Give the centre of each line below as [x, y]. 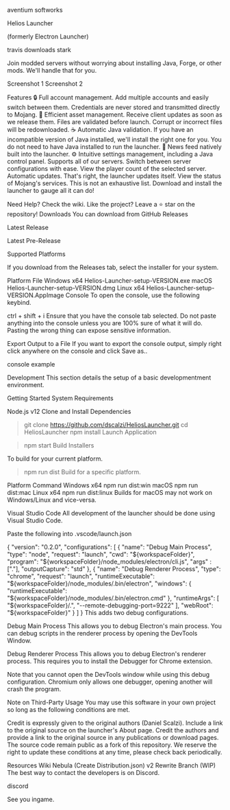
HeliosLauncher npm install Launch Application [90, 432]
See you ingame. [31, 799]
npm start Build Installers [59, 445]
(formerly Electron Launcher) [48, 36]
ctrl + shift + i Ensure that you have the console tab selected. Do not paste [112, 316]
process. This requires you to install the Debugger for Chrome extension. [110, 661]
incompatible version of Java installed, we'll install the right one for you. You [115, 139]
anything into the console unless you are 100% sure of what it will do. [105, 323]
